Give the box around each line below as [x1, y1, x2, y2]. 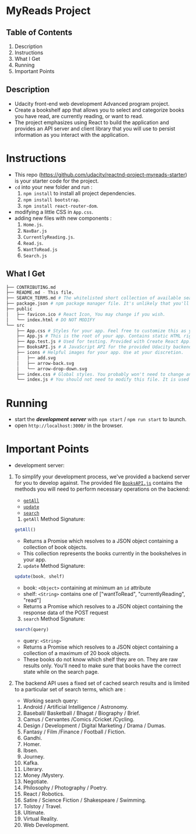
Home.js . [23, 220, 44, 228]
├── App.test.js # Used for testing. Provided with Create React [16, 339, 179, 344]
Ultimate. [23, 809, 45, 816]
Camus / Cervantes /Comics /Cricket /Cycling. [23, 715, 135, 723]
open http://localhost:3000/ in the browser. [14, 422, 124, 429]
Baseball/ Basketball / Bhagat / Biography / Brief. [23, 709, 141, 716]
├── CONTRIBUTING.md [6, 284, 57, 290]
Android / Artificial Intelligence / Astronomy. [23, 703, 128, 710]
